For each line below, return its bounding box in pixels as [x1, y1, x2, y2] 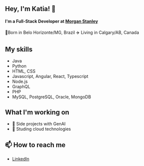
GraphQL [12, 84, 31, 90]
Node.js [12, 78, 28, 85]
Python [12, 63, 27, 69]
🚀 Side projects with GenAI [12, 121, 66, 127]
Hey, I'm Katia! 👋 [5, 5, 56, 13]
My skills [5, 45, 33, 53]
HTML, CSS [12, 68, 35, 74]
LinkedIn [12, 156, 30, 162]
